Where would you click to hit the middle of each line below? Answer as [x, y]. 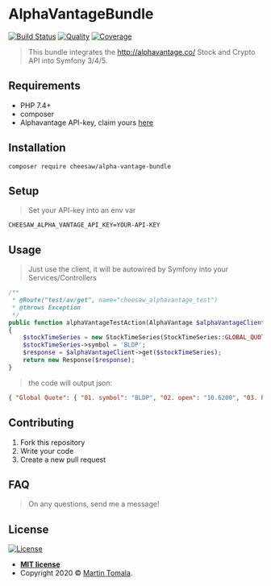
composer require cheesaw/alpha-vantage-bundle [90, 166]
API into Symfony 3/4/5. [68, 60]
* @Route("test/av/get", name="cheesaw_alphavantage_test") [115, 300]
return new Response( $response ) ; [79, 360]
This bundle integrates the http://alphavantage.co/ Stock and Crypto [142, 52]
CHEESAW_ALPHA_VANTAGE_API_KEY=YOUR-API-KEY [84, 225]
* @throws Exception [46, 307]
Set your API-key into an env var [82, 210]
